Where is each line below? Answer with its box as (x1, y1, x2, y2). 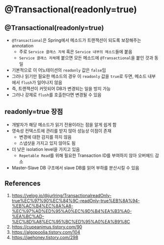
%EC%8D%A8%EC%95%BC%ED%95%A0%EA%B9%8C (11, 218, 131, 224)
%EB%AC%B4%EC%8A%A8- (11, 203, 74, 209)
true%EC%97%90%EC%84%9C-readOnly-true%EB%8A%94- (11, 198, 140, 204)
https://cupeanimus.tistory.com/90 (11, 224, 82, 230)
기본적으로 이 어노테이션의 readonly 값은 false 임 (11, 67, 106, 73)
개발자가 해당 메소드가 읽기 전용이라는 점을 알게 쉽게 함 (11, 121, 117, 127)
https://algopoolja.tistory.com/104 (11, 229, 81, 235)
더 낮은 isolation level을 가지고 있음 (11, 146, 80, 152)
